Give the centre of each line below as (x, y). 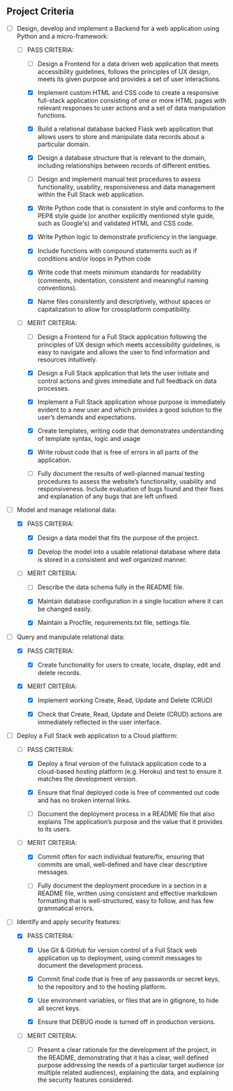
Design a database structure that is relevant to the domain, (122, 158)
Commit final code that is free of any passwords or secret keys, (129, 978)
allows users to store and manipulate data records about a (121, 137)
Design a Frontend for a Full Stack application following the (122, 337)
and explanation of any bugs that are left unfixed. (108, 496)
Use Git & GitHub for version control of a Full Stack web (117, 950)
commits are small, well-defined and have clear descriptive (122, 865)
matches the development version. (87, 779)
